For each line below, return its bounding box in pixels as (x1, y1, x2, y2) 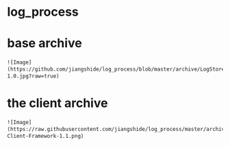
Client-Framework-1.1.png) (7, 133, 84, 140)
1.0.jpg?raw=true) (7, 73, 60, 80)
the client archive (7, 95, 108, 111)
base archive (7, 36, 82, 51)
